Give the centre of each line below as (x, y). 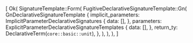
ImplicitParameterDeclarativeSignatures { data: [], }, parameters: (84, 21)
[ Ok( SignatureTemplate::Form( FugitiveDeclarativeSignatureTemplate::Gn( (96, 9)
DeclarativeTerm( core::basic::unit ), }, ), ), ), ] (62, 34)
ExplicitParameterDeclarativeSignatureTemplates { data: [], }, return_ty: (92, 27)
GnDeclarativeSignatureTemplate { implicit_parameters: (73, 15)
